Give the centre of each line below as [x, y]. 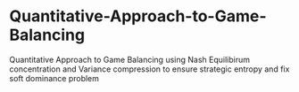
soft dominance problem [54, 78]
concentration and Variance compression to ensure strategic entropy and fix [149, 69]
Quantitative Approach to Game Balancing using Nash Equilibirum [129, 59]
